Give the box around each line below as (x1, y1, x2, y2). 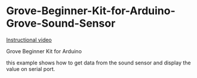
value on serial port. (6, 65, 56, 72)
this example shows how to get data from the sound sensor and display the (6, 59, 191, 66)
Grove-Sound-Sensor (6, 17, 116, 30)
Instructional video (6, 36, 52, 43)
